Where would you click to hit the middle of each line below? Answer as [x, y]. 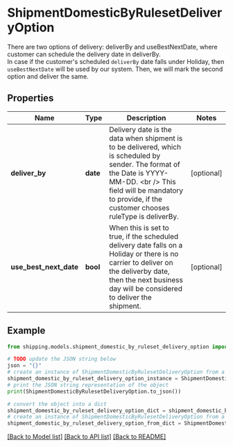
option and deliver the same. [48, 76]
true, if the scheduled [144, 236]
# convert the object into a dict [57, 404]
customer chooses [139, 208]
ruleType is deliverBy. [144, 216]
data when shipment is [146, 138]
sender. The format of [144, 164]
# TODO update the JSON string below [62, 359]
